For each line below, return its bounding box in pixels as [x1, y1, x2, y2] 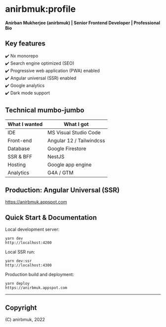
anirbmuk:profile [5, 3, 76, 15]
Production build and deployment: [5, 272, 74, 278]
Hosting [7, 161, 26, 168]
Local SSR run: [5, 249, 36, 255]
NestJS [47, 153, 65, 160]
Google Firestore [47, 145, 86, 152]
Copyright [5, 303, 37, 312]
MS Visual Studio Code [47, 129, 101, 136]
